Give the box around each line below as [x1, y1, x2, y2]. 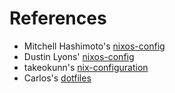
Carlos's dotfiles [23, 72, 92, 84]
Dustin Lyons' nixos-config [23, 50, 135, 62]
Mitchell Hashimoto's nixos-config [23, 40, 166, 52]
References [9, 7, 107, 30]
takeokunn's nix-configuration [23, 61, 149, 73]
